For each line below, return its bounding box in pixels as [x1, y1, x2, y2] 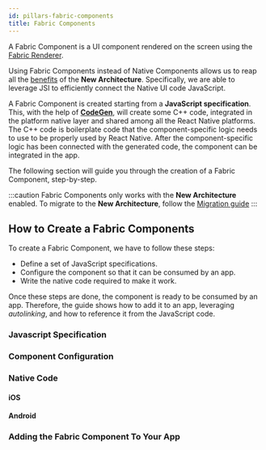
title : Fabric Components [8, 19, 95, 27]
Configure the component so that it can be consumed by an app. [19, 267, 236, 277]
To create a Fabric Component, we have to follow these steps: [8, 243, 215, 253]
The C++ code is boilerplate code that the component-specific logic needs [8, 124, 258, 134]
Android [8, 411, 36, 421]
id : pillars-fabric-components [8, 11, 114, 20]
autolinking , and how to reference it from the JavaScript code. [8, 309, 216, 319]
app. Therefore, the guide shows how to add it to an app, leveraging [8, 301, 234, 310]
